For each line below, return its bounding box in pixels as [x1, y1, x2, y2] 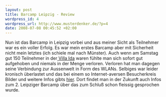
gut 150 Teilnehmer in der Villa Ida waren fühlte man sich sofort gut [5, 55, 143, 61]
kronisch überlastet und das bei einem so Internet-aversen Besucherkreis [5, 71, 156, 77]
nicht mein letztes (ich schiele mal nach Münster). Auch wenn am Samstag [5, 50, 159, 56]
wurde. [5, 87, 20, 93]
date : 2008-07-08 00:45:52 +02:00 [5, 26, 77, 31]
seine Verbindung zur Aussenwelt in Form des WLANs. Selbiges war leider [5, 66, 159, 72]
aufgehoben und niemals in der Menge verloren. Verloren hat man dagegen [5, 61, 160, 67]
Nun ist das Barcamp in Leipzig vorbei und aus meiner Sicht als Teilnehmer [5, 39, 159, 45]
